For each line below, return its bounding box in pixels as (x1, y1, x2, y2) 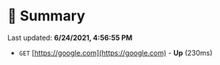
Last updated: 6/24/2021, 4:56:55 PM (7, 33, 133, 42)
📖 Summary (7, 7, 85, 25)
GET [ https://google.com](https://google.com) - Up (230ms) (18, 48, 213, 57)
